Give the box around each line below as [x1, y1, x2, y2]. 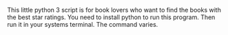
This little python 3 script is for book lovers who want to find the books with [7, 6, 222, 14]
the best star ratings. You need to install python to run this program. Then [7, 13, 216, 21]
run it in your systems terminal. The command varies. [7, 21, 158, 28]
